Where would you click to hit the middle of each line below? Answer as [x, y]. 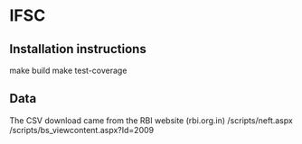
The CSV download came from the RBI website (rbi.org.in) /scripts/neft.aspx [151, 120]
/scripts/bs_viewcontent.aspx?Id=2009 [82, 130]
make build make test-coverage [68, 70]
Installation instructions [78, 49]
